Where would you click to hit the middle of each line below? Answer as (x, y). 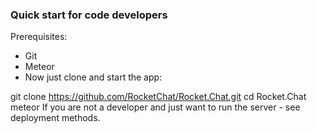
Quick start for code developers (89, 15)
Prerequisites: (39, 37)
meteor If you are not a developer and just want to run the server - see (155, 107)
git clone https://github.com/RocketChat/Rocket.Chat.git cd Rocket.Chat (158, 97)
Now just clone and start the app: (93, 77)
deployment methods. (55, 118)
